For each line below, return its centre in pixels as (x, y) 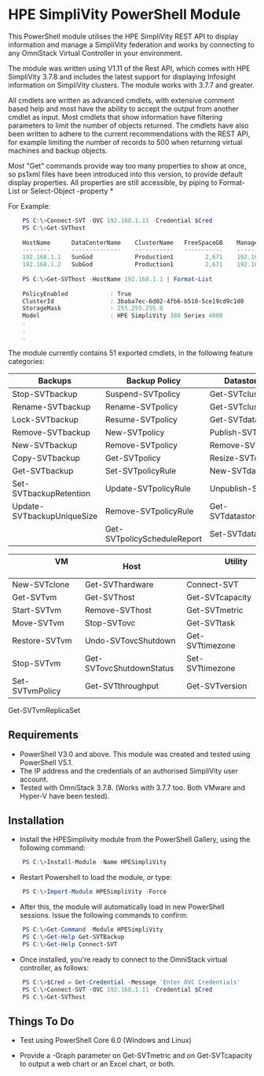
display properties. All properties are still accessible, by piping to (113, 182)
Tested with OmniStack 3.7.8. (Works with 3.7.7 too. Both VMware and (132, 787)
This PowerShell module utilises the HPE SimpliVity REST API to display (123, 36)
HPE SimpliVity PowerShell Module (125, 15)
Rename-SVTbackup (51, 406)
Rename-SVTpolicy (141, 406)
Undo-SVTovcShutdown (130, 640)
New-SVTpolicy (135, 432)
